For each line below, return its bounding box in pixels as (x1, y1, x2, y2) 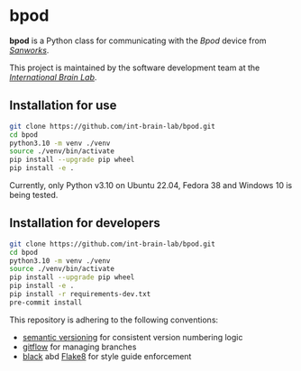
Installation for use (9, 98, 117, 113)
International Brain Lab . (9, 71, 97, 82)
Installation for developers (9, 215, 160, 231)
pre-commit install (9, 298, 83, 307)
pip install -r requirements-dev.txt (9, 290, 151, 299)
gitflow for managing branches (22, 341, 137, 352)
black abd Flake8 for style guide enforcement (22, 350, 192, 361)
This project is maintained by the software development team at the (9, 62, 260, 73)
